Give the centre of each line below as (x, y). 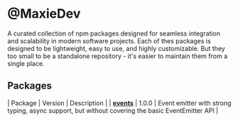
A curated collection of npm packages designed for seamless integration (114, 33)
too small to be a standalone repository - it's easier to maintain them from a (118, 56)
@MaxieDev (44, 14)
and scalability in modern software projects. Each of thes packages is (109, 40)
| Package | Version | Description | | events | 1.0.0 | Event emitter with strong (120, 103)
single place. (26, 63)
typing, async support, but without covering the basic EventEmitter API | (113, 110)
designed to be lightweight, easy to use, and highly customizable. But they (116, 48)
